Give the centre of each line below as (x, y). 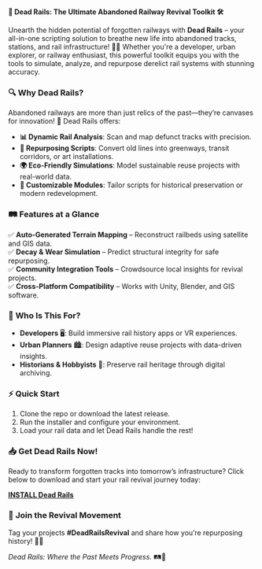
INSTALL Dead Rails (41, 495)
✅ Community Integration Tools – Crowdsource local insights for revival (125, 269)
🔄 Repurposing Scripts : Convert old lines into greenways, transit (124, 148)
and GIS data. (30, 243)
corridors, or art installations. (66, 157)
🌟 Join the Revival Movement (65, 515)
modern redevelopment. (59, 194)
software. (24, 295)
